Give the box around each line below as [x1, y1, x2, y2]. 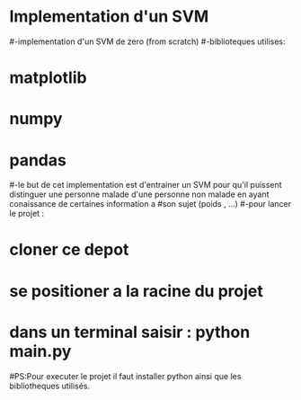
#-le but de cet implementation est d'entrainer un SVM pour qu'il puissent [9, 180, 282, 191]
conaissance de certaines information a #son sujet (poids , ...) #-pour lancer [9, 199, 292, 209]
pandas [9, 150, 67, 170]
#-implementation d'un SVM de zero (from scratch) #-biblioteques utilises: [9, 36, 286, 47]
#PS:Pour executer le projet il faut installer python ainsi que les [9, 370, 242, 381]
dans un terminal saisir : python [9, 322, 251, 342]
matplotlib [9, 67, 87, 88]
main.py [9, 341, 72, 361]
